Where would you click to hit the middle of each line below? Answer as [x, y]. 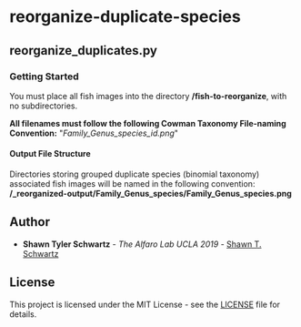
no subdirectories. [44, 106]
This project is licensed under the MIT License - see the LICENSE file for [145, 304]
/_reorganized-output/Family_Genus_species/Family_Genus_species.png [151, 194]
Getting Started [44, 77]
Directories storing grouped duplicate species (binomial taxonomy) [135, 174]
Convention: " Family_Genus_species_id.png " [94, 133]
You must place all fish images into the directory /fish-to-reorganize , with [148, 96]
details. [23, 314]
